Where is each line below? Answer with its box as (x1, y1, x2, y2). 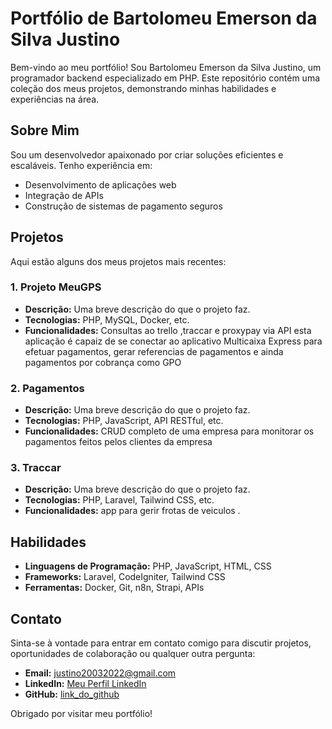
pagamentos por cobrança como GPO (24, 356, 182, 368)
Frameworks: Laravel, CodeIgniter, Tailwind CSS (24, 571, 226, 583)
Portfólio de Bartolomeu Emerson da (10, 7, 318, 30)
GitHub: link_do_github (24, 688, 120, 701)
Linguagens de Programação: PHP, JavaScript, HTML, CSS (24, 560, 272, 572)
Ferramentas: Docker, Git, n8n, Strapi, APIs (24, 582, 205, 594)
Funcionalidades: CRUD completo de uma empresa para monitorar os (24, 425, 315, 437)
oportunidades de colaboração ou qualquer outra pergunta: (10, 648, 256, 660)
